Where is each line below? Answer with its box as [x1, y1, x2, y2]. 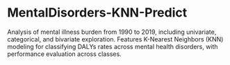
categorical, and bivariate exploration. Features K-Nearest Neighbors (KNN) [7, 35, 224, 43]
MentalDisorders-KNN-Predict [7, 5, 188, 21]
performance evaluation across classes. [7, 50, 122, 58]
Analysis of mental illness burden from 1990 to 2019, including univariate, [7, 28, 217, 36]
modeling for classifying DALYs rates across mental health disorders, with [7, 42, 218, 50]
